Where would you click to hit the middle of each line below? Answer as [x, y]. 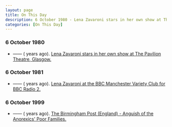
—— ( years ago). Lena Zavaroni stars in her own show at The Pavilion [87, 53]
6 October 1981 [24, 72]
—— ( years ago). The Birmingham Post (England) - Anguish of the [83, 114]
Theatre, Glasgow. [32, 59]
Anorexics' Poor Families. [39, 119]
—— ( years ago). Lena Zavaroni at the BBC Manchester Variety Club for [89, 83]
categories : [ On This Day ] [34, 24]
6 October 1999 [25, 102]
